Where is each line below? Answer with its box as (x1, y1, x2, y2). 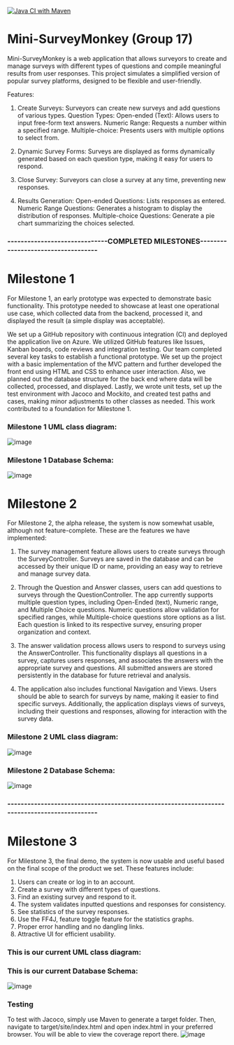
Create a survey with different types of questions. (17, 885, 161, 893)
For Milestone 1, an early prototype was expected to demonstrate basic (7, 294, 212, 303)
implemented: (7, 534, 47, 542)
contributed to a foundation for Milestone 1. (7, 404, 131, 413)
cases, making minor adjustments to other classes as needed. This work (7, 396, 215, 406)
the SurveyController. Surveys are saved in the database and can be (17, 555, 214, 563)
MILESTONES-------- (153, 236, 227, 246)
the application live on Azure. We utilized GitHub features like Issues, (7, 337, 205, 346)
